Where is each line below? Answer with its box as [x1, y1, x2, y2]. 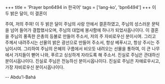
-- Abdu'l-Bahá [5, 74, 36, 80]
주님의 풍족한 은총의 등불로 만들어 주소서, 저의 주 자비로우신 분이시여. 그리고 [10, 34, 156, 39]
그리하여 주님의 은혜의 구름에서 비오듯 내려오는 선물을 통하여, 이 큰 [23, 46, 151, 51]
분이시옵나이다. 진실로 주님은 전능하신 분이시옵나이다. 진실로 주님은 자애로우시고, [5, 58, 161, 64]
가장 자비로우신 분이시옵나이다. [5, 64, 65, 70]
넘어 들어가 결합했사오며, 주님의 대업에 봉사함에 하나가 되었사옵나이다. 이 [10, 27, 150, 33]
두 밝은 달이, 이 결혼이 [5, 10, 47, 16]
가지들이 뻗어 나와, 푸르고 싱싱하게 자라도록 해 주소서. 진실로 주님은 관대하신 [14, 52, 160, 58]
